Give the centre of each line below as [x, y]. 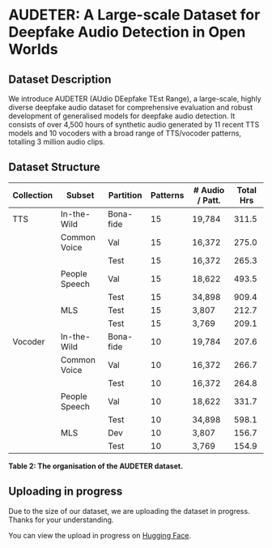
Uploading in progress [66, 492]
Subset [80, 195]
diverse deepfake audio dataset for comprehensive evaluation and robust [131, 107]
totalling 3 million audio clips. [57, 142]
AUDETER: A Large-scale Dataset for [134, 15]
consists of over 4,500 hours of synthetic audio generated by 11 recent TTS [134, 124]
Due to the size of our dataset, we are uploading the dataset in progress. [129, 511]
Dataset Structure [55, 167]
